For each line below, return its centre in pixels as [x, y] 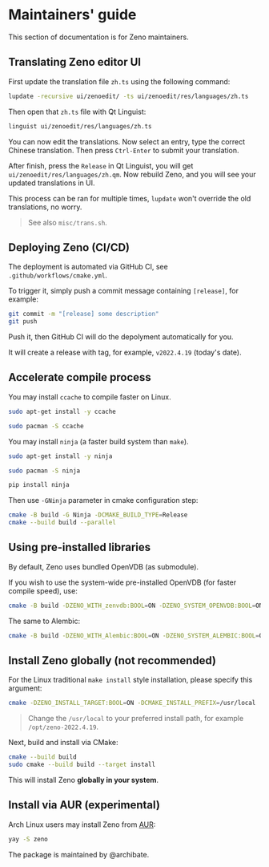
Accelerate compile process [80, 377]
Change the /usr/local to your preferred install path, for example [136, 719]
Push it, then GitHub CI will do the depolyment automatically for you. [121, 337]
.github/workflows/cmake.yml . [58, 275]
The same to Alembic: [44, 621]
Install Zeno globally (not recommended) [112, 660]
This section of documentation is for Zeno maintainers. [99, 37]
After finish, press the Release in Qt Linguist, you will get [101, 165]
